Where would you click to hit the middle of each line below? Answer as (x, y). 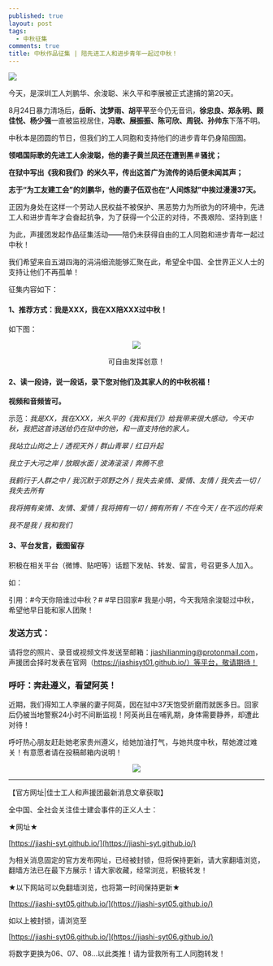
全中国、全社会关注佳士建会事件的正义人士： (83, 810)
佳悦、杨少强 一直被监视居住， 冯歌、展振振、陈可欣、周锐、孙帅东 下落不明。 (136, 120)
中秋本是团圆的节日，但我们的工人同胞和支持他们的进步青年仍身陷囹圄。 (129, 138)
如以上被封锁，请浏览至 (48, 920)
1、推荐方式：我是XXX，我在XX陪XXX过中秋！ (88, 309)
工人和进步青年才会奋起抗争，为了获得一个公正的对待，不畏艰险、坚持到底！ (136, 217)
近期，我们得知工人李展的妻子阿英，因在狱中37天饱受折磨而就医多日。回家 (134, 705)
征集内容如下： (33, 289)
